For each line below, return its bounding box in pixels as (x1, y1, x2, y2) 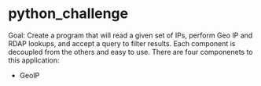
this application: (8, 56, 61, 65)
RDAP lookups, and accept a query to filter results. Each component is (8, 38, 236, 48)
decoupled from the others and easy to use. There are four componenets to (8, 47, 253, 56)
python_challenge (8, 5, 128, 23)
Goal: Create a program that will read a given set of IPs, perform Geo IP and (8, 30, 253, 40)
